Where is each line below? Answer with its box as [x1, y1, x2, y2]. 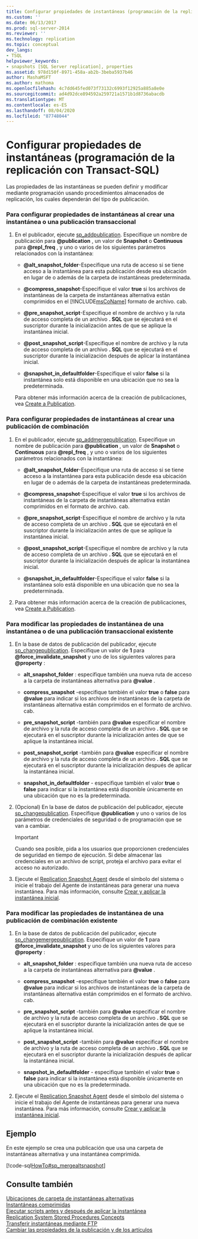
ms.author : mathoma [6, 80, 54, 86]
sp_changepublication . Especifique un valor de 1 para [14, 647, 145, 654]
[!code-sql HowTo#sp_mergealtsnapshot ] [6, 1162, 106, 1169]
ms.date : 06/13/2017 [6, 19, 57, 25]
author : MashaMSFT [6, 74, 51, 80]
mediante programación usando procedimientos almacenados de [6, 190, 164, 197]
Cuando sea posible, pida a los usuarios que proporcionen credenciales [14, 845, 190, 853]
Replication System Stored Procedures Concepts [6, 1214, 125, 1221]
